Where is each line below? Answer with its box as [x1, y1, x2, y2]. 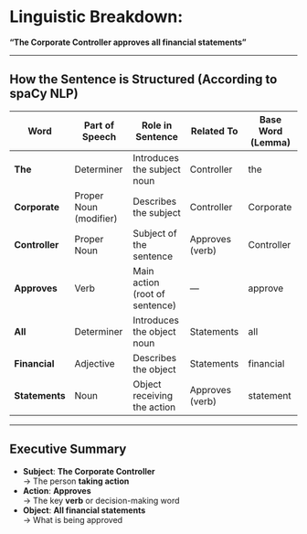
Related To [190, 124, 238, 137]
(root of [132, 287, 166, 300]
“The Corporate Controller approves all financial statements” [9, 37, 247, 48]
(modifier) [74, 212, 118, 225]
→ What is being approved [22, 514, 123, 525]
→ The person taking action [22, 475, 130, 486]
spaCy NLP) [9, 86, 79, 101]
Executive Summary [9, 442, 127, 457]
